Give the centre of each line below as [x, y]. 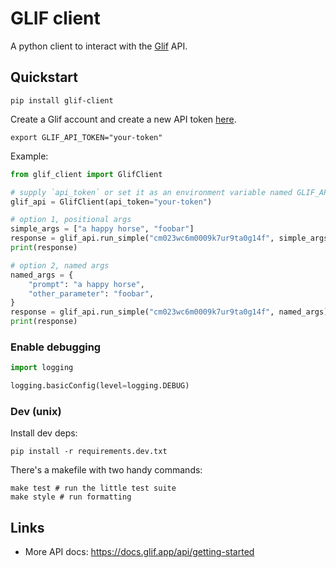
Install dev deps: [44, 433]
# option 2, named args [60, 265]
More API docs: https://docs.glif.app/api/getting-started [139, 552]
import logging [42, 368]
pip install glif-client [62, 100]
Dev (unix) [36, 411]
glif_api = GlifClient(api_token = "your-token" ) [111, 202]
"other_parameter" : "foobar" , [91, 293]
